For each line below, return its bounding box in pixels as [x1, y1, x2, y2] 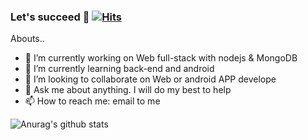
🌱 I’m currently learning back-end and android [24, 63, 215, 75]
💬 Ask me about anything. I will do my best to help [24, 84, 232, 96]
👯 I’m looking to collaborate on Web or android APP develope [24, 73, 277, 85]
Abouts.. [10, 33, 45, 45]
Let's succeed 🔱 [10, 10, 90, 24]
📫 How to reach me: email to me [24, 95, 161, 107]
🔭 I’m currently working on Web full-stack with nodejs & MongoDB [24, 52, 298, 64]
